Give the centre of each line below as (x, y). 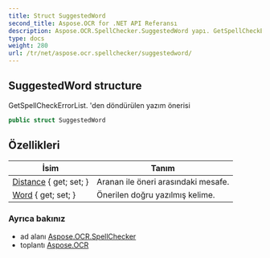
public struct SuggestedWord (57, 120)
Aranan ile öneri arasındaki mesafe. (163, 181)
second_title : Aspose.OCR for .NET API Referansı (93, 23)
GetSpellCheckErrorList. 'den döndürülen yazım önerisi (99, 105)
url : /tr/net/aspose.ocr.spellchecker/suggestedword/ (100, 53)
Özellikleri (34, 146)
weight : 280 (28, 46)
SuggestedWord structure (75, 86)
